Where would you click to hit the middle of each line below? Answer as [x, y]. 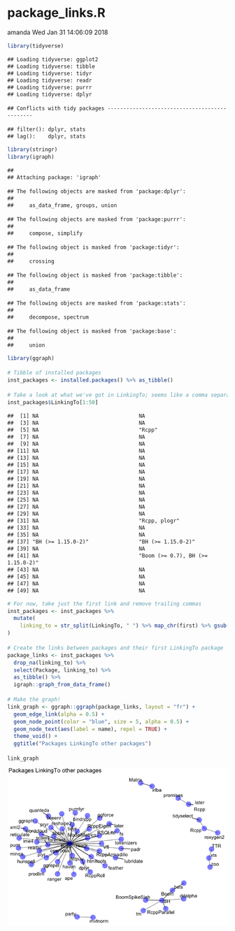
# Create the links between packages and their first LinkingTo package [115, 648]
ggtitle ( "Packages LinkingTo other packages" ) [83, 744]
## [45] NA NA [76, 577]
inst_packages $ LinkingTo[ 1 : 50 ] [53, 402]
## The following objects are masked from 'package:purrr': [97, 219]
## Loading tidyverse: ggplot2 [53, 59]
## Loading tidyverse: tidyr [50, 73]
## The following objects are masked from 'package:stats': [97, 303]
